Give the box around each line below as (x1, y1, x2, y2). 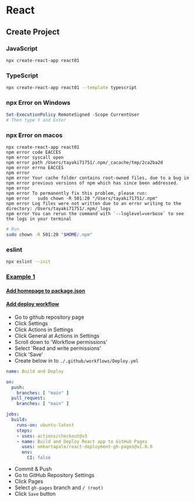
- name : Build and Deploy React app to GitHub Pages (16, 438, 148, 445)
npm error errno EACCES (6, 165, 64, 171)
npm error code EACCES (6, 150, 61, 156)
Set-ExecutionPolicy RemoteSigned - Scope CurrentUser (6, 112, 140, 118)
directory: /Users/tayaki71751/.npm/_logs (6, 206, 111, 212)
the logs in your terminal (6, 216, 72, 222)
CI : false (27, 455, 51, 461)
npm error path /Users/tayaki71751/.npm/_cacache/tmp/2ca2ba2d (6, 160, 163, 166)
